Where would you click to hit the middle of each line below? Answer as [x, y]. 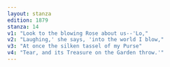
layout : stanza [29, 14]
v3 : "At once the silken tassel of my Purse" [75, 46]
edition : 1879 [28, 20]
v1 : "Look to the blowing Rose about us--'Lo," [78, 33]
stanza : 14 [23, 27]
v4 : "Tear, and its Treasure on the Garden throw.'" [86, 53]
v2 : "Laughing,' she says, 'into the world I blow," [86, 40]
